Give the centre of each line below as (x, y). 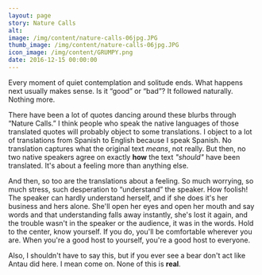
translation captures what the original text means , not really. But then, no (127, 149)
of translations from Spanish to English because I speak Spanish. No (120, 140)
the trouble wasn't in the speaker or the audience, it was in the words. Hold (131, 223)
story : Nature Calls (42, 23)
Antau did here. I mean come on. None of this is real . (94, 264)
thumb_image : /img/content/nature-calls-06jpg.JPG (94, 45)
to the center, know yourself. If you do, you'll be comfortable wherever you (130, 231)
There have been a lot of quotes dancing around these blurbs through (122, 114)
